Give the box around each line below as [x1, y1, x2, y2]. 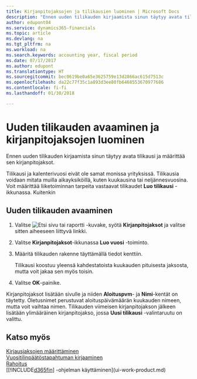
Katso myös [6, 332, 51, 342]
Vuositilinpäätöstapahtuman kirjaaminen [6, 354, 103, 361]
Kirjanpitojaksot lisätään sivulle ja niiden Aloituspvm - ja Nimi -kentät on [6, 291, 178, 298]
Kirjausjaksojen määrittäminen [6, 348, 79, 355]
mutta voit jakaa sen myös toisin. [14, 268, 94, 275]
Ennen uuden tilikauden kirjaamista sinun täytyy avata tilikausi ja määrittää [6, 152, 185, 159]
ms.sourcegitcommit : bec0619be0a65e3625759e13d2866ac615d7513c [6, 74, 164, 80]
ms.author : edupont [6, 63, 54, 69]
